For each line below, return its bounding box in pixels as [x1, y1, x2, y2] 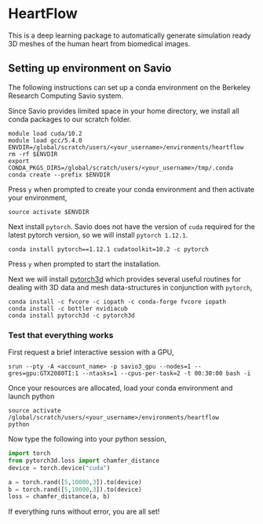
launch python [8, 391, 55, 401]
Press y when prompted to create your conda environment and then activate [8, 184, 255, 194]
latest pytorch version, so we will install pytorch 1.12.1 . [8, 230, 188, 239]
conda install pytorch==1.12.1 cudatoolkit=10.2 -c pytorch [8, 245, 210, 253]
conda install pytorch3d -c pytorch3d [8, 311, 135, 319]
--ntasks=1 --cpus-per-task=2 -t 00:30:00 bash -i [82, 369, 251, 377]
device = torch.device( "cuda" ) [8, 464, 111, 471]
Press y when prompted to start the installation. [8, 259, 161, 268]
